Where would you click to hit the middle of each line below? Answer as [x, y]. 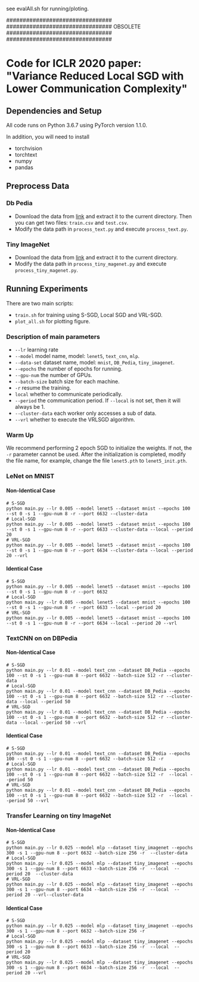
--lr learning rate [36, 350]
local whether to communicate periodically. [69, 394]
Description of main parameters [53, 336]
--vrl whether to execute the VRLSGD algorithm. [75, 420]
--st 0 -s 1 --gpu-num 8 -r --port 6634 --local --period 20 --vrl [92, 623]
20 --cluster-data [49, 874]
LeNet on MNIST [30, 476]
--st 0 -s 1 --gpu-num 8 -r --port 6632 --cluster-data [77, 513]
